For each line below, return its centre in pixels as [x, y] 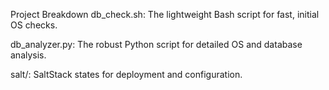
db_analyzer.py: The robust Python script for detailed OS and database [156, 44]
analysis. [28, 55]
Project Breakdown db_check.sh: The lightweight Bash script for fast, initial [165, 14]
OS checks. [34, 25]
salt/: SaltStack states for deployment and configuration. [126, 74]
